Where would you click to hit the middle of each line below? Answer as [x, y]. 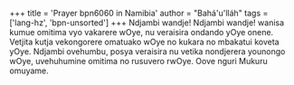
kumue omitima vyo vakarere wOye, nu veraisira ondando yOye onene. [142, 32]
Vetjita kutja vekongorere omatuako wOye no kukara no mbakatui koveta [144, 42]
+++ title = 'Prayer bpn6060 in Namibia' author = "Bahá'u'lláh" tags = [139, 13]
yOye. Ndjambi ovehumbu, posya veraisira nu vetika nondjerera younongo [147, 52]
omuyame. [29, 71]
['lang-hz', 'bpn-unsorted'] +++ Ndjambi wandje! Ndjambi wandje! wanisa [147, 23]
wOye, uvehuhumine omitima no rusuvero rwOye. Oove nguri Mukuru [139, 61]
